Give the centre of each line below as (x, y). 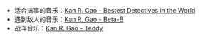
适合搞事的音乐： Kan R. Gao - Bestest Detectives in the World (105, 10)
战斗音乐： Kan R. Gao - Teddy (58, 28)
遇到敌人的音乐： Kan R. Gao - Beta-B (69, 19)
